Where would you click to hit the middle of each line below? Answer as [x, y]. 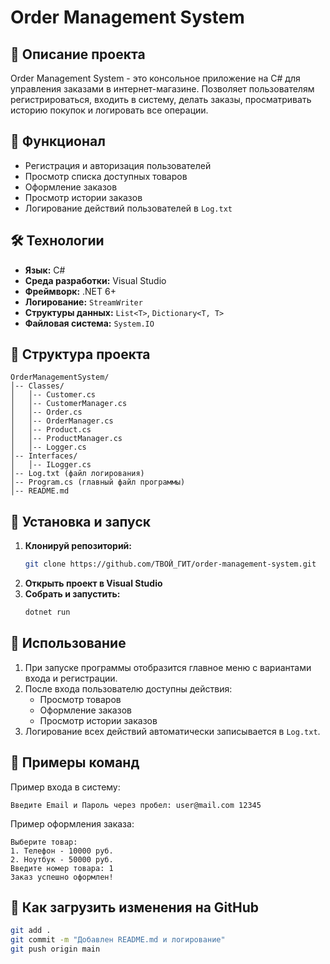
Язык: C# [45, 270]
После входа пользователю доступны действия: [128, 688]
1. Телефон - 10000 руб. [62, 851]
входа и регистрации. [71, 678]
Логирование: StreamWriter [83, 302]
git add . [31, 931]
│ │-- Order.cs [46, 412]
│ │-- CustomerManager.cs [69, 404]
